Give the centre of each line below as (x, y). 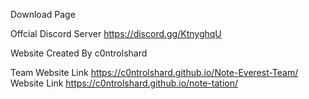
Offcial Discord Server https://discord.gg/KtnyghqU (116, 33)
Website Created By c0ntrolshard (79, 53)
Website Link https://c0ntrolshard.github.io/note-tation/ (124, 83)
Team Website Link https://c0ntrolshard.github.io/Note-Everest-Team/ (154, 72)
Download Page (43, 14)
